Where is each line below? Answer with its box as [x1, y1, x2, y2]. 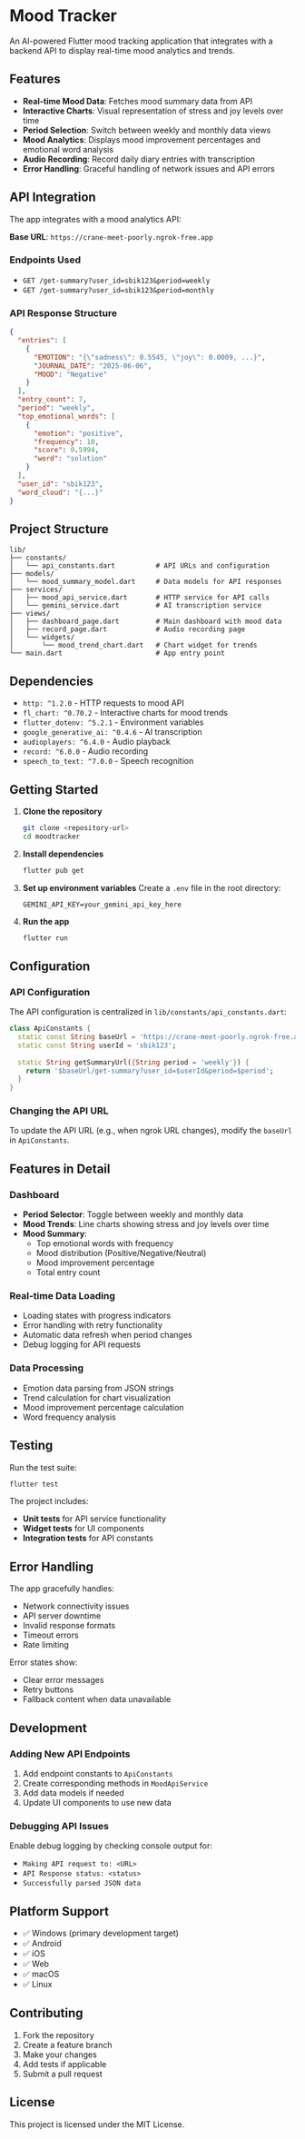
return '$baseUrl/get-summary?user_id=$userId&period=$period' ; [25, 1066, 274, 1075]
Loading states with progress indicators [22, 1310, 171, 1322]
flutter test [9, 1480, 59, 1489]
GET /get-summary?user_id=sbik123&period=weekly [22, 276, 211, 285]
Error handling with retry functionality [22, 1320, 163, 1331]
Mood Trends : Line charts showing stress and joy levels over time [22, 1219, 270, 1230]
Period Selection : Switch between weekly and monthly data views [22, 124, 271, 135]
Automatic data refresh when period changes [22, 1330, 192, 1341]
